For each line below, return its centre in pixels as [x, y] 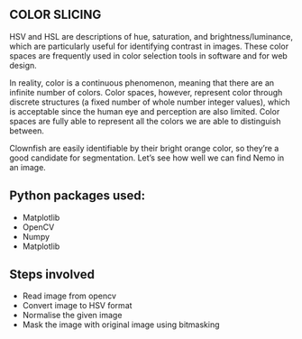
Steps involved [52, 275]
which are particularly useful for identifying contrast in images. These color [149, 46]
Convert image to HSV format [77, 306]
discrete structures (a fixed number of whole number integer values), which [150, 102]
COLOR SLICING [55, 15]
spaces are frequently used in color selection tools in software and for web [149, 55]
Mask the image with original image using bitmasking [121, 325]
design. [23, 65]
